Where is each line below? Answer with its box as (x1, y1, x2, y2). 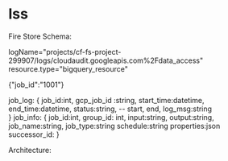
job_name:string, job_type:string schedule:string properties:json (8, 121, 221, 130)
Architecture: (8, 145, 52, 155)
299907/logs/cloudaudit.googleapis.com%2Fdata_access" (8, 56, 204, 65)
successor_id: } (8, 130, 60, 139)
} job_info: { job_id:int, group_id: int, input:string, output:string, (8, 112, 215, 122)
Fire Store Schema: (8, 31, 73, 41)
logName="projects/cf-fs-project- (8, 47, 122, 56)
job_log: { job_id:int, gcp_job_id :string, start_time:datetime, (8, 95, 205, 105)
